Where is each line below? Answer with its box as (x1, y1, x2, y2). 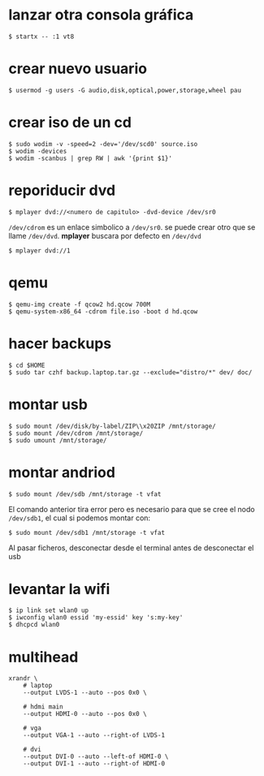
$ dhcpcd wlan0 (8, 621, 60, 629)
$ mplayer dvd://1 (8, 246, 71, 255)
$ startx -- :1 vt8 (8, 32, 75, 41)
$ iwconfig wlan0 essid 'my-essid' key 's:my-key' (8, 614, 184, 622)
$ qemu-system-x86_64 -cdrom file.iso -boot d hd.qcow (8, 307, 198, 316)
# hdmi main (23, 703, 63, 711)
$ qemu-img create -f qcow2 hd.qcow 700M (8, 300, 151, 308)
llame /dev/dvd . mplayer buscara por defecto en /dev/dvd (8, 231, 201, 240)
